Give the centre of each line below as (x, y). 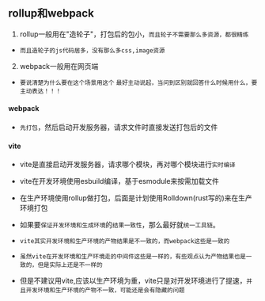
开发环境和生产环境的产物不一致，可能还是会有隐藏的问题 (105, 291)
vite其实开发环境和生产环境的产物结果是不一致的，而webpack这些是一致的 (125, 242)
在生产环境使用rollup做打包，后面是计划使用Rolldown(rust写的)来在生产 (136, 198)
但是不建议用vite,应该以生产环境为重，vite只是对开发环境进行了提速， (133, 281)
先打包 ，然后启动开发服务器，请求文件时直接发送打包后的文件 (119, 128)
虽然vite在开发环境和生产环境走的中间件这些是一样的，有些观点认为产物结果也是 (133, 257)
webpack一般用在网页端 (59, 66)
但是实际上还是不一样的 (70, 265)
